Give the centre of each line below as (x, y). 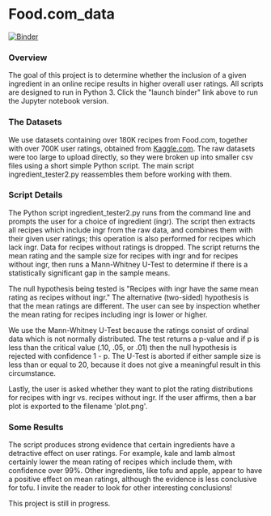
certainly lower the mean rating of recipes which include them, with (121, 462)
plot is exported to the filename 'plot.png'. (78, 406)
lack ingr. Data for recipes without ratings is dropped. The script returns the (134, 247)
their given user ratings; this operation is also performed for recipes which (132, 238)
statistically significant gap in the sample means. (89, 273)
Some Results (36, 427)
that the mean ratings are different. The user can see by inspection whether (134, 305)
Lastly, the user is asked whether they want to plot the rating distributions (131, 389)
